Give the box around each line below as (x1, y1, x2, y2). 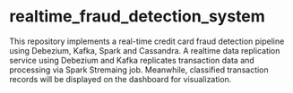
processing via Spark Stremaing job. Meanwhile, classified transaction (9, 64, 269, 75)
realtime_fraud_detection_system (9, 6, 266, 27)
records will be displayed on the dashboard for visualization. (9, 73, 232, 84)
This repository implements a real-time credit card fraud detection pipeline (9, 36, 285, 46)
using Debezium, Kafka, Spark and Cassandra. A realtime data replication (9, 45, 280, 55)
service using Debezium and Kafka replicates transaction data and (9, 55, 255, 65)
